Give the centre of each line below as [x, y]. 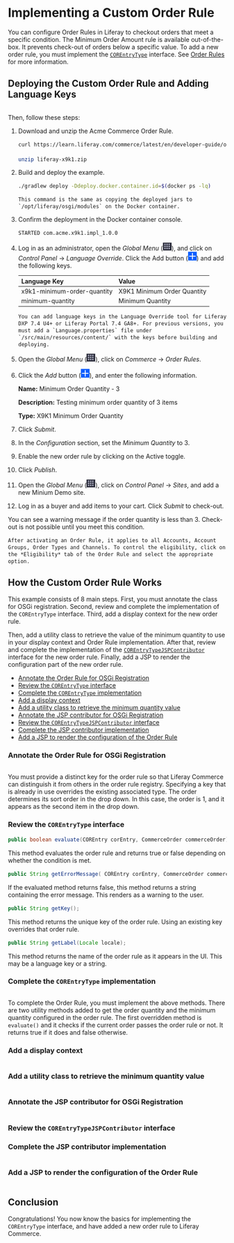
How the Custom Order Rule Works [85, 583]
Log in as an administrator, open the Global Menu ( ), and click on [115, 248]
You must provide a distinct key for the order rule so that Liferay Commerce [116, 777]
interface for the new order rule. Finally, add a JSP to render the [99, 657]
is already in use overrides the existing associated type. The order [102, 792]
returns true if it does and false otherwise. [68, 1032]
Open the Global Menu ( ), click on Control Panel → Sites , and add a [118, 485]
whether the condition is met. [50, 860]
